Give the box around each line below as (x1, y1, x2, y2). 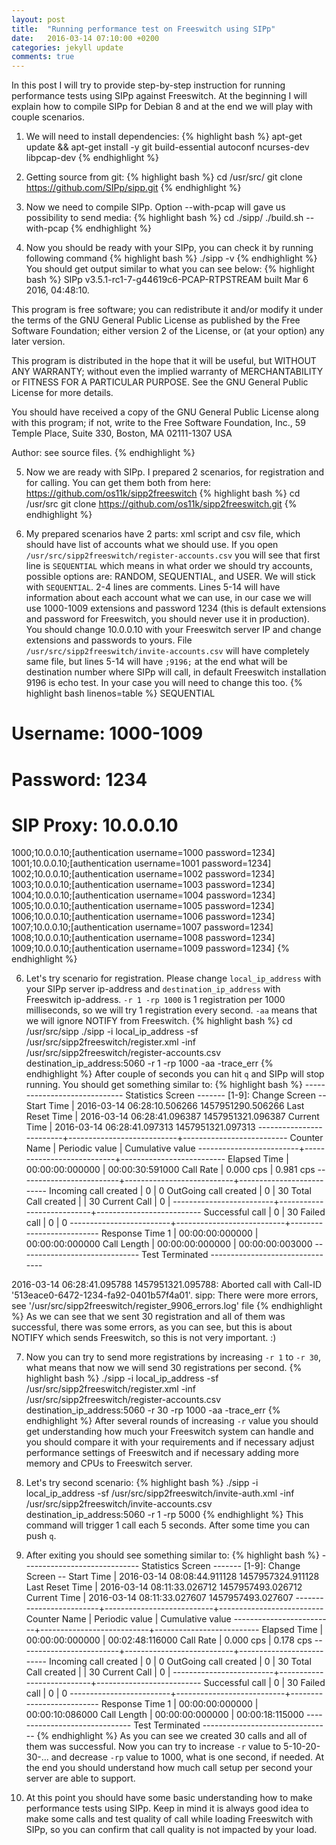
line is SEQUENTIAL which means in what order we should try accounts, (25, 560, 313, 572)
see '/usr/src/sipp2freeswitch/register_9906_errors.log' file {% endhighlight (11, 1300, 323, 1312)
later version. (11, 336, 66, 348)
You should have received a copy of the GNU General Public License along (11, 406, 319, 418)
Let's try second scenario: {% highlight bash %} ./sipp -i (25, 1477, 259, 1489)
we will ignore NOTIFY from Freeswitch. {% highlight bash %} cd (25, 1015, 293, 1027)
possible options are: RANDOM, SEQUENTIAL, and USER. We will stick (25, 571, 316, 583)
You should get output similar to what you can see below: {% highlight (25, 263, 315, 275)
